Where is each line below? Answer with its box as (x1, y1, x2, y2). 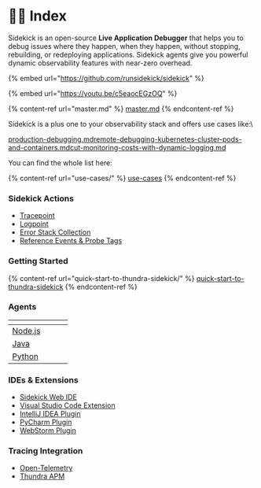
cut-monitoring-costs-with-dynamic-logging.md (69, 142, 226, 152)
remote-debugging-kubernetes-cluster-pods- (93, 134, 242, 144)
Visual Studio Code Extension (19, 401, 116, 410)
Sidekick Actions (8, 193, 75, 204)
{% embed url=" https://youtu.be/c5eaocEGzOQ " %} (8, 88, 178, 98)
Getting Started (8, 256, 68, 267)
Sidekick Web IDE (19, 393, 77, 402)
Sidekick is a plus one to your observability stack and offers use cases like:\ (8, 119, 253, 128)
